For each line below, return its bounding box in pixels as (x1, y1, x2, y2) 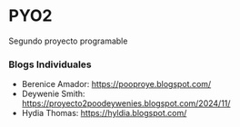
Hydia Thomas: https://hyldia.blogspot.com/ (21, 108, 187, 119)
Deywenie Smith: (21, 88, 85, 100)
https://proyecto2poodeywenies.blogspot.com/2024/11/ (21, 98, 231, 109)
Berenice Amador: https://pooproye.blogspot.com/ (21, 79, 212, 90)
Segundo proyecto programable (8, 35, 128, 46)
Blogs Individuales (8, 58, 92, 71)
